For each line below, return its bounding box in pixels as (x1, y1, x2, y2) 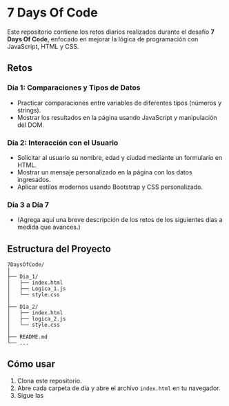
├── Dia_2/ (7, 303, 39, 311)
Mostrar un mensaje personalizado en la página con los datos (17, 168, 192, 176)
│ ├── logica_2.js (7, 316, 67, 323)
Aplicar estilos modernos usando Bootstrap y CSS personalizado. (17, 183, 203, 191)
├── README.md (7, 334, 48, 341)
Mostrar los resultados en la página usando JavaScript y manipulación (17, 113, 217, 121)
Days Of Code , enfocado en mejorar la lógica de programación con (7, 34, 199, 43)
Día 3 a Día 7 (7, 200, 50, 210)
